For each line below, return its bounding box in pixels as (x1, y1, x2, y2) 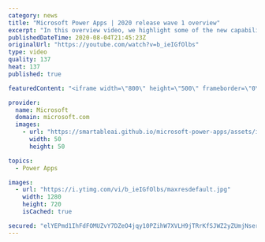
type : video (8, 48, 47, 56)
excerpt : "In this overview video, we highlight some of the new (8, 26, 227, 34)
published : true (8, 70, 62, 78)
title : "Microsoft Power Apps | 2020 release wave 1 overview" (8, 19, 221, 27)
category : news (8, 11, 58, 20)
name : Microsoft (15, 106, 69, 114)
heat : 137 (8, 63, 41, 71)
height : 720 (22, 200, 62, 209)
